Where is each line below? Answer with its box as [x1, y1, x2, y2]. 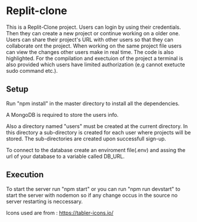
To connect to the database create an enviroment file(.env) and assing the [6, 146, 186, 153]
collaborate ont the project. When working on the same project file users [6, 42, 182, 49]
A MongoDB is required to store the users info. [6, 111, 119, 118]
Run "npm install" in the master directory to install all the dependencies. [6, 100, 180, 107]
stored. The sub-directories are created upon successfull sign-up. [6, 135, 166, 142]
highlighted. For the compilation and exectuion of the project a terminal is [6, 55, 183, 62]
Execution [6, 170, 44, 180]
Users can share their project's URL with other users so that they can [6, 36, 173, 43]
